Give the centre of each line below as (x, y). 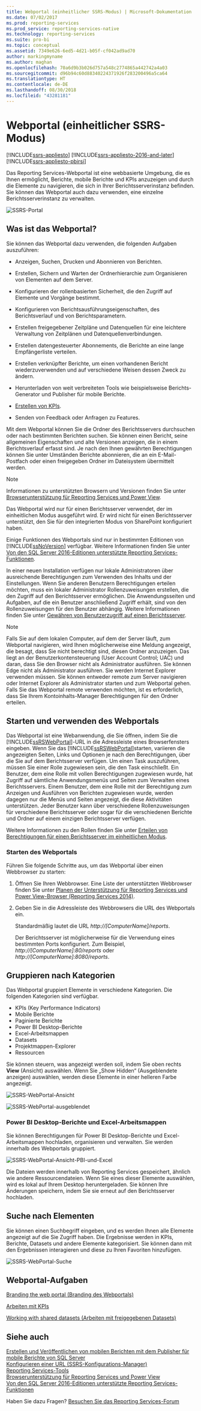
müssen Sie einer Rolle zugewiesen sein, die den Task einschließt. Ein (92, 768)
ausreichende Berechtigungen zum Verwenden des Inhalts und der (89, 577)
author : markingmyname (34, 57)
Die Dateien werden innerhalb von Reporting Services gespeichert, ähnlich (98, 1171)
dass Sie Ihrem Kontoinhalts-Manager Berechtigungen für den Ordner (92, 696)
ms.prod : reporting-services (43, 23)
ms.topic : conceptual (33, 46)
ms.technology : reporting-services (51, 34)
